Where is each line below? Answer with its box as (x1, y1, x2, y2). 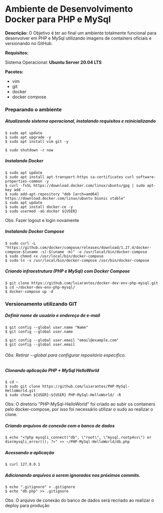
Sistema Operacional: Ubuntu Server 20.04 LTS (5, 59, 102, 65)
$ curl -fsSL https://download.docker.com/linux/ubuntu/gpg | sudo (5, 183, 145, 188)
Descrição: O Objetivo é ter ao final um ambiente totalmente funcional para (5, 30, 157, 36)
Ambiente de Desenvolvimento (5, 3, 133, 15)
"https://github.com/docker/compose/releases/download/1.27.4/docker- (5, 245, 152, 250)
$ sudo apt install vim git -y (5, 139, 69, 144)
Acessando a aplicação (5, 449, 55, 455)
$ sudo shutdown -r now (5, 148, 54, 153)
